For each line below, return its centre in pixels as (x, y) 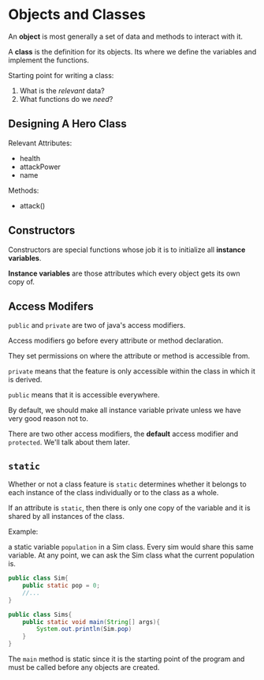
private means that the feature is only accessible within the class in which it (132, 371)
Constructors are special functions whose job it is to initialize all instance (127, 250)
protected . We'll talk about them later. (69, 442)
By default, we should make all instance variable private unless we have (125, 410)
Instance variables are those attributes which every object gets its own (124, 273)
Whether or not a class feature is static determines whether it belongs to (127, 484)
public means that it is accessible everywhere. (84, 395)
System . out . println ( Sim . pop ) (84, 629)
